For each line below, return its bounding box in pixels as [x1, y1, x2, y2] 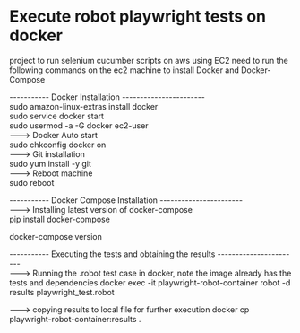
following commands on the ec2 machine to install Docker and [9, 65, 240, 75]
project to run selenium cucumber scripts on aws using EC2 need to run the [9, 55, 289, 66]
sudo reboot [9, 177, 55, 188]
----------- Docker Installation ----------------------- [9, 92, 206, 102]
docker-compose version [9, 231, 103, 241]
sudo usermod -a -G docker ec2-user [9, 119, 150, 131]
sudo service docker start [9, 110, 105, 121]
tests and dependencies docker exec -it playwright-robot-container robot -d [9, 276, 291, 288]
